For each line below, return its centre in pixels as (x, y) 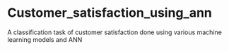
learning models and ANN (45, 39)
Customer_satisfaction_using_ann (110, 13)
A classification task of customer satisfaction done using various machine (115, 32)
